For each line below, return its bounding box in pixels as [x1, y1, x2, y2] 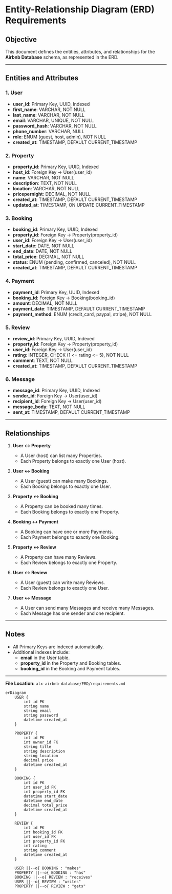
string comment [24, 847, 56, 853]
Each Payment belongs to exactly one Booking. [20, 534, 120, 540]
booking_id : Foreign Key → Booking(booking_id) [12, 295, 115, 301]
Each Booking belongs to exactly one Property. [20, 508, 120, 515]
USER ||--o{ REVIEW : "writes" [14, 879, 81, 884]
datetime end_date [24, 798, 63, 803]
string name [24, 703, 50, 709]
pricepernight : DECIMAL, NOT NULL [12, 191, 91, 197]
